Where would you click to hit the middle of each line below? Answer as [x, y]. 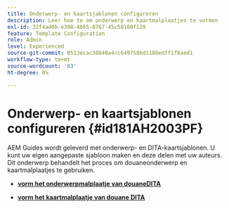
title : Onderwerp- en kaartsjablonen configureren [83, 14]
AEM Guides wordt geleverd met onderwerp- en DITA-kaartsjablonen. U [111, 148]
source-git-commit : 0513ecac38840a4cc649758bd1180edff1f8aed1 [100, 53]
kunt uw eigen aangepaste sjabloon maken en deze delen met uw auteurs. [115, 155]
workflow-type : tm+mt [39, 60]
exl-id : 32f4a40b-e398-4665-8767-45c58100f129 [77, 27]
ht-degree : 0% [28, 72]
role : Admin [25, 40]
